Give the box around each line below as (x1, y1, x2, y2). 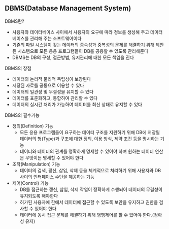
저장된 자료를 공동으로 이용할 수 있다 (12, 82, 84, 88)
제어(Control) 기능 (12, 180, 49, 186)
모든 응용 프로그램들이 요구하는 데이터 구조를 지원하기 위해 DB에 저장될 (19, 129, 160, 135)
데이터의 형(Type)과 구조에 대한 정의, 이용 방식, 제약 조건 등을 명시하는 (19, 136, 159, 142)
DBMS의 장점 (5, 65, 31, 71)
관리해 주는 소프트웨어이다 (29, 35, 82, 41)
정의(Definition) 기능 (12, 123, 54, 129)
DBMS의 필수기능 (5, 112, 40, 118)
